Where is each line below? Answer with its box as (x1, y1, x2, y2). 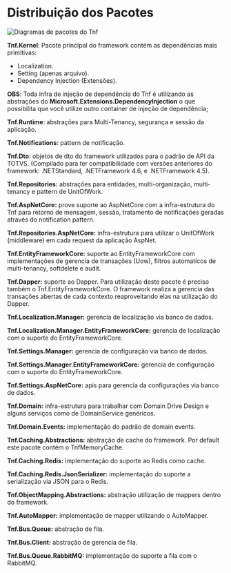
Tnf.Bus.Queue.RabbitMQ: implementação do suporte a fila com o (7, 551, 198, 560)
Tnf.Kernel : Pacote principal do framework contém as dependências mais (7, 41, 217, 49)
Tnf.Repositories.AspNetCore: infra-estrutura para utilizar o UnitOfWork (7, 229, 215, 237)
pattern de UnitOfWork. (37, 187, 103, 195)
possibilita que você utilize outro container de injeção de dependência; (7, 104, 208, 113)
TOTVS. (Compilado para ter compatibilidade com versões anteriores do (7, 159, 212, 167)
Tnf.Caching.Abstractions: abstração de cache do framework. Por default (7, 436, 219, 444)
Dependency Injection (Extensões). (17, 76, 117, 84)
